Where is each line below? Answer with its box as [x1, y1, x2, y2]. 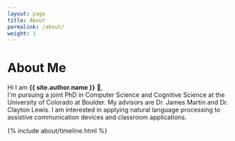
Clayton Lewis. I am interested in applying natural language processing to [7, 106, 221, 114]
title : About [7, 17, 46, 24]
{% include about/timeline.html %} [7, 127, 108, 135]
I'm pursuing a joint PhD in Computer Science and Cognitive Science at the [7, 90, 225, 99]
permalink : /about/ [7, 23, 65, 30]
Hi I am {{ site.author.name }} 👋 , [7, 83, 103, 92]
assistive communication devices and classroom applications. [7, 113, 187, 121]
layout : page [7, 10, 46, 18]
